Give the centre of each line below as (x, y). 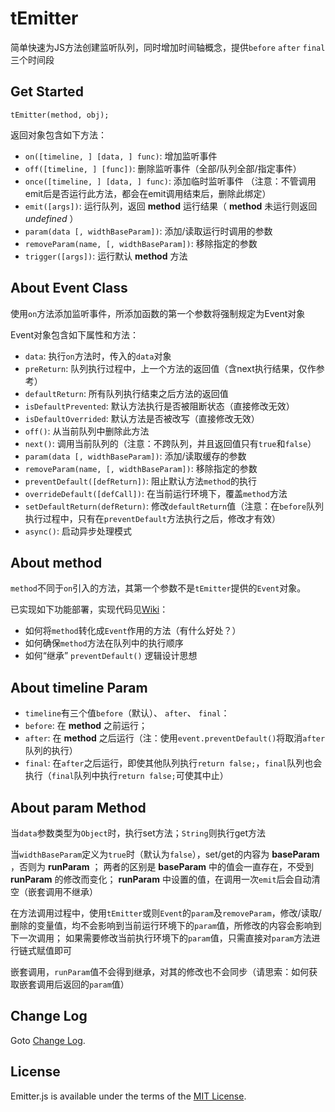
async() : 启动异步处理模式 (78, 531)
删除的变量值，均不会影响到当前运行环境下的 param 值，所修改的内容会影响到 (166, 925)
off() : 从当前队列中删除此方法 (87, 431)
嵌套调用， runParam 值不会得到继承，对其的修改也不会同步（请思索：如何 (160, 971)
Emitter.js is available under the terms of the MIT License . (128, 1096)
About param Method (78, 807)
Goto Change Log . (48, 1040)
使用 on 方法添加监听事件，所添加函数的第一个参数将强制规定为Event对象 (158, 313)
